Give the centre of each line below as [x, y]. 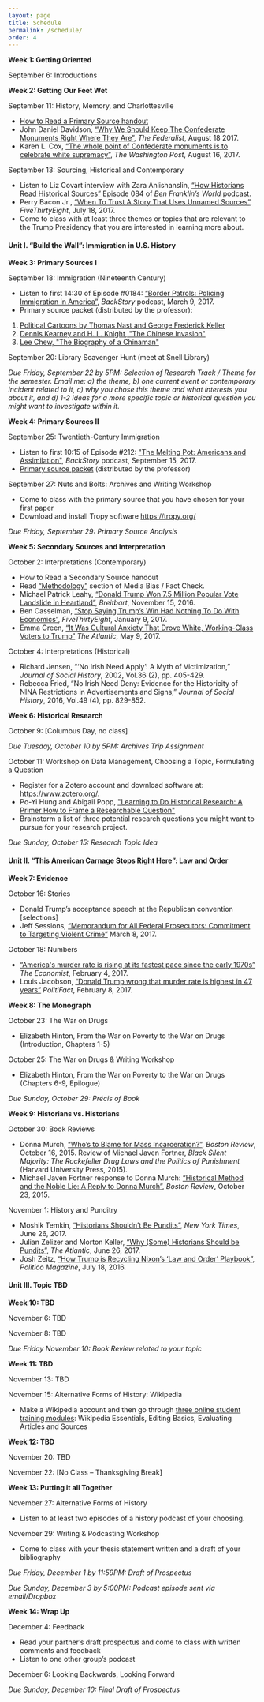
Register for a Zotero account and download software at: [112, 785]
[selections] [39, 917]
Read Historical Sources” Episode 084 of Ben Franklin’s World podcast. [136, 193]
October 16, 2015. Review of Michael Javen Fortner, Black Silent [123, 1153]
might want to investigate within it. [64, 407]
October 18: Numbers [43, 949]
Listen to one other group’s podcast [77, 1659]
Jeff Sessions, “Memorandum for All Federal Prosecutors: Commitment [135, 925]
